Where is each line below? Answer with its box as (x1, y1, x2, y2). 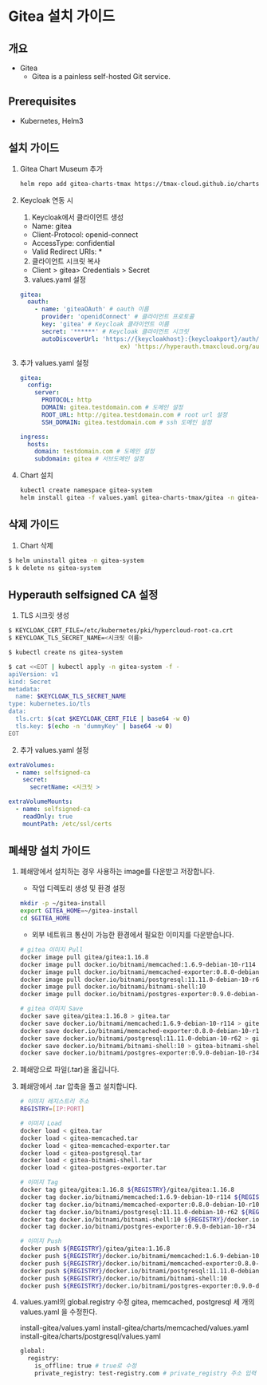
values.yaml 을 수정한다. (19, 1307, 98, 1317)
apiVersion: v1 (8, 670, 59, 679)
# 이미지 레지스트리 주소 (19, 1098, 89, 1106)
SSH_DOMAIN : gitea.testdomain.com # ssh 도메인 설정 (41, 418, 212, 426)
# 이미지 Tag (19, 1178, 58, 1186)
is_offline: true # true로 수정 (34, 1362, 137, 1370)
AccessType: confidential (31, 238, 116, 247)
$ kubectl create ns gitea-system (8, 648, 124, 656)
